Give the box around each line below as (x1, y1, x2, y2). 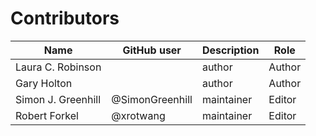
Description (201, 43, 260, 57)
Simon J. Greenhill (15, 92, 102, 106)
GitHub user (122, 43, 182, 57)
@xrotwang (111, 108, 166, 122)
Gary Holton (15, 76, 73, 90)
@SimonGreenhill (111, 92, 193, 106)
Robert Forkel (15, 108, 79, 122)
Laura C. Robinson (15, 60, 102, 74)
